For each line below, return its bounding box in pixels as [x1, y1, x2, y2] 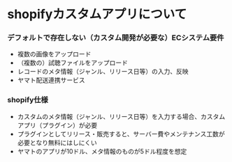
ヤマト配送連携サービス [17, 76, 85, 84]
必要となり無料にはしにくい [17, 138, 98, 147]
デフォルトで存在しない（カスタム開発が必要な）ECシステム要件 [7, 33, 224, 42]
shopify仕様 [7, 95, 49, 105]
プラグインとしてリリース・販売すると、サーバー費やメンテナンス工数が [17, 129, 225, 138]
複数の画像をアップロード [17, 50, 92, 58]
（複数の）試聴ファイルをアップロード [17, 58, 128, 67]
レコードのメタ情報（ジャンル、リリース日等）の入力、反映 [17, 67, 189, 76]
